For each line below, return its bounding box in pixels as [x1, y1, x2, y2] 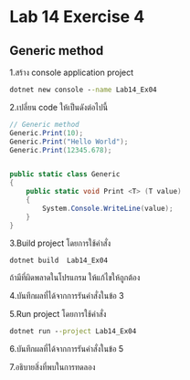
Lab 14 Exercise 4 [9, 6, 145, 27]
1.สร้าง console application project [9, 67, 134, 78]
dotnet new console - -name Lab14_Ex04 [9, 85, 157, 94]
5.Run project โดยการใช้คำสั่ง [9, 309, 107, 320]
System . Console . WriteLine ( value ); [42, 204, 174, 213]
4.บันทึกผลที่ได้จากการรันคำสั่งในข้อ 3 [9, 290, 125, 301]
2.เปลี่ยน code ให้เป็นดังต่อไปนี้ [9, 101, 108, 112]
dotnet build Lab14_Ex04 [9, 256, 108, 265]
